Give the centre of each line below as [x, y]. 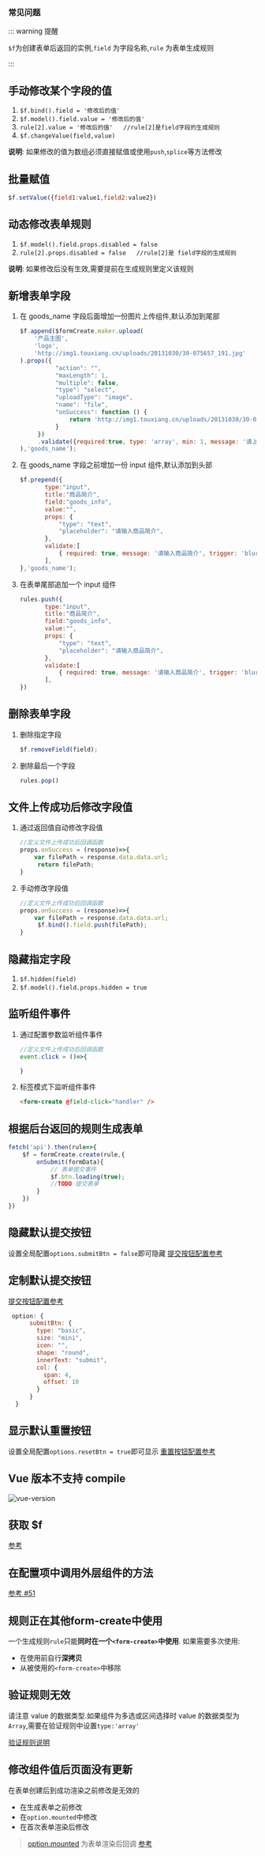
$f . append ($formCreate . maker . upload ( [82, 331]
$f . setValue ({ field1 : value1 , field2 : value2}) [82, 198]
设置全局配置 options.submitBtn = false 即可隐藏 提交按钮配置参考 [116, 1253]
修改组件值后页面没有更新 [70, 1769]
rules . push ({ [41, 599]
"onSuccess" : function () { [101, 413]
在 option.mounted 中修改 [58, 1816]
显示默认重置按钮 [50, 1431]
